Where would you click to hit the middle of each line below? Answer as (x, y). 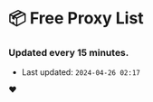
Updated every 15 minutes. (69, 53)
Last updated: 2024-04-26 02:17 (81, 72)
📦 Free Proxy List (76, 19)
